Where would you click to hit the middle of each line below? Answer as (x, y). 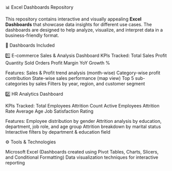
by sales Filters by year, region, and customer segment (87, 84)
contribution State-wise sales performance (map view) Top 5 (70, 78)
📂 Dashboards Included (30, 45)
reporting (15, 163)
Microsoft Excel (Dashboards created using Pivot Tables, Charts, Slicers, (82, 152)
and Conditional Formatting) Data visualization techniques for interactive (82, 157)
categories (17, 84)
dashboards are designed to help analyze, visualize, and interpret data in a (84, 30)
